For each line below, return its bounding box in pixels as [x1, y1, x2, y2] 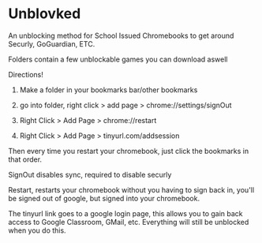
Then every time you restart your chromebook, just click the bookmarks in [8, 146, 249, 155]
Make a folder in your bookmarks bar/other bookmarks [19, 84, 198, 95]
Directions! [8, 69, 43, 79]
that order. [8, 155, 42, 164]
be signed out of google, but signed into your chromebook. [8, 193, 200, 203]
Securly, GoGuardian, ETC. [8, 39, 95, 48]
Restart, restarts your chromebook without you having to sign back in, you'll [8, 185, 255, 194]
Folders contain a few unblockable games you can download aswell [8, 54, 228, 64]
